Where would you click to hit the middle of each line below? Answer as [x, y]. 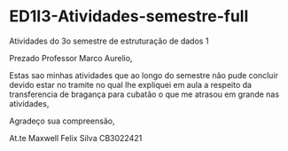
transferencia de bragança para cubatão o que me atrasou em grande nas [144, 94]
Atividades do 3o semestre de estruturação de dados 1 [109, 41]
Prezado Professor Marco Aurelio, [71, 58]
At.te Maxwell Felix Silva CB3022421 [76, 138]
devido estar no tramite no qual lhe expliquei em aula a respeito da [131, 84]
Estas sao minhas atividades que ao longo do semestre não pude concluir [144, 75]
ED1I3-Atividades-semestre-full [129, 16]
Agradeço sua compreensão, [62, 121]
